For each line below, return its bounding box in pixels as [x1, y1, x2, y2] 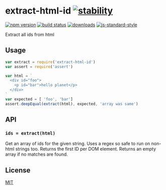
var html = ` [5, 73, 33, 78]
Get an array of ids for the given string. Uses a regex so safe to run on [5, 141, 150, 147]
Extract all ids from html [5, 31, 54, 37]
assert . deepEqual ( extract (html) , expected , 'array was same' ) [5, 101, 138, 106]
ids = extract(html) [5, 130, 56, 136]
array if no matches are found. [5, 151, 68, 157]
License [5, 166, 31, 174]
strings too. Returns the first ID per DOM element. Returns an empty [15, 146, 156, 152]
